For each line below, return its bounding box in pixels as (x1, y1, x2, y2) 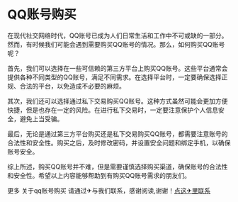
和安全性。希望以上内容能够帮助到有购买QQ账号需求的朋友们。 (7, 171, 191, 179)
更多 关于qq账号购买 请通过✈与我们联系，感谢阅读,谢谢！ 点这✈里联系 (7, 186, 211, 195)
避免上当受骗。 (19, 114, 64, 123)
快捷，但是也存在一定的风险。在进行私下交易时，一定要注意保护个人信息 (7, 106, 218, 114)
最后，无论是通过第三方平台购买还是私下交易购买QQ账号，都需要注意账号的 (7, 129, 228, 138)
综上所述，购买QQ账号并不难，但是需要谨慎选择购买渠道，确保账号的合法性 (7, 162, 228, 171)
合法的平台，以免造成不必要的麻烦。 (19, 82, 125, 90)
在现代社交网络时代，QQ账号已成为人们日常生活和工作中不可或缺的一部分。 (7, 31, 228, 40)
